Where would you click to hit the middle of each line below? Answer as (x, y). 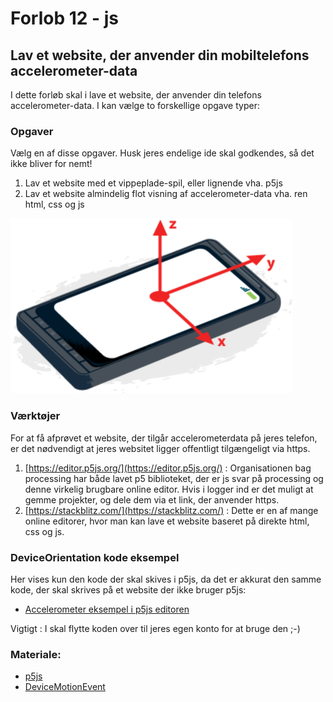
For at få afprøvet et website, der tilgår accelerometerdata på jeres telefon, (164, 438)
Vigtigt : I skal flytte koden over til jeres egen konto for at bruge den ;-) (155, 628)
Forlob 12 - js (65, 18)
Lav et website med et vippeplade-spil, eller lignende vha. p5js (153, 183)
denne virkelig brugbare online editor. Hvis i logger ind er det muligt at (169, 489)
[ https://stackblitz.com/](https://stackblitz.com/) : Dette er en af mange (171, 510)
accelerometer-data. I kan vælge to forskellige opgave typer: (135, 105)
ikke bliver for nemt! (51, 164)
